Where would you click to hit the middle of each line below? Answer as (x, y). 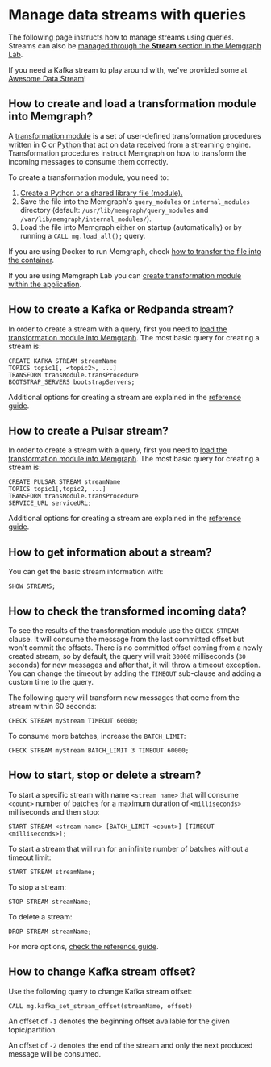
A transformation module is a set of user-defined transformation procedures (135, 135)
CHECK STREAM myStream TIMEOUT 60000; (73, 721)
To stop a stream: (38, 887)
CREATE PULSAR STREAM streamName (65, 482)
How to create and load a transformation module (132, 104)
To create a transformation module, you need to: (89, 177)
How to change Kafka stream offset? (102, 972)
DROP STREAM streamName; (50, 932)
